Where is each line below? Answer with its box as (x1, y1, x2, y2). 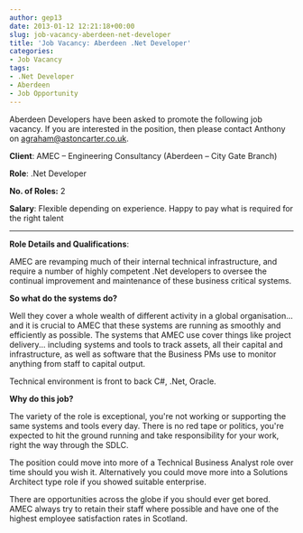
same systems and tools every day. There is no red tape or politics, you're (9, 420, 284, 431)
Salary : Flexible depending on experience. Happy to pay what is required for (9, 202, 294, 213)
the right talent (9, 212, 65, 223)
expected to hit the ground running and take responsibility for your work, (9, 430, 280, 441)
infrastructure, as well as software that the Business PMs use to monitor (9, 349, 277, 360)
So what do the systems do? (9, 293, 118, 304)
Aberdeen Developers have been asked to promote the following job (9, 114, 263, 125)
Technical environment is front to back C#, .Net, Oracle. (9, 376, 216, 387)
